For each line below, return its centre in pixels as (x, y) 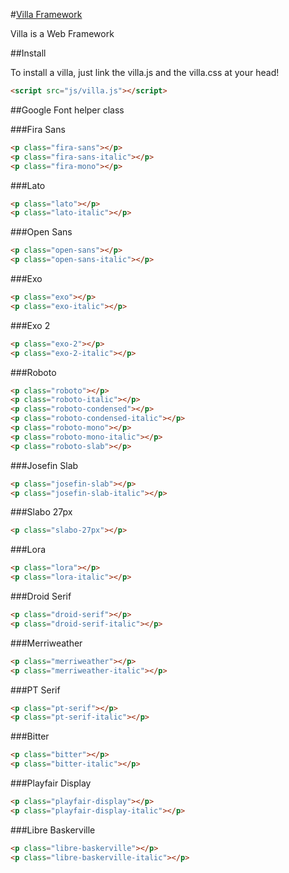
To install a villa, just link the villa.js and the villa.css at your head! (145, 72)
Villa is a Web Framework (62, 33)
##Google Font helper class (67, 110)
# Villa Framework (46, 14)
